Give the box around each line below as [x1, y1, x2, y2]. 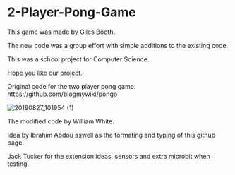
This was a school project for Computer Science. [7, 54, 150, 64]
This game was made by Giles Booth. [7, 28, 115, 36]
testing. [7, 159, 30, 168]
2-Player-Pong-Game [7, 4, 136, 20]
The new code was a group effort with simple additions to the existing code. [7, 41, 229, 49]
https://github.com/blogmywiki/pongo [7, 90, 118, 98]
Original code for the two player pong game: [7, 82, 136, 90]
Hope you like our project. [7, 68, 83, 77]
